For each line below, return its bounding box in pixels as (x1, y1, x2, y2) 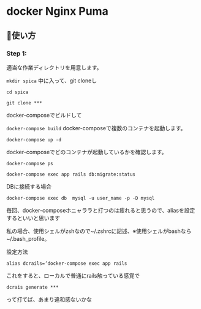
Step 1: (6, 49, 27, 58)
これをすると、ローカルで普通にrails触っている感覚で (6, 272, 140, 279)
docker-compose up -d (6, 136, 62, 143)
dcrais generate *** (6, 284, 59, 290)
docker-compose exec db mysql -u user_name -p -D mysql (6, 195, 155, 201)
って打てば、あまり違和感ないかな (6, 295, 93, 303)
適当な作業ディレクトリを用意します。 (6, 63, 102, 71)
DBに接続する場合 (6, 182, 52, 190)
